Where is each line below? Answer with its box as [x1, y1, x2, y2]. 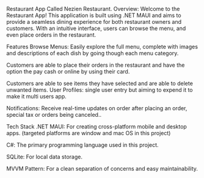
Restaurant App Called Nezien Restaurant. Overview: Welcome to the [6, 6, 180, 12]
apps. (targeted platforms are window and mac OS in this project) [6, 130, 171, 136]
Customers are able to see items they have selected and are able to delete [6, 80, 194, 87]
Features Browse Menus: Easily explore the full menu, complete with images [6, 43, 199, 50]
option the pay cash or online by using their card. [6, 68, 130, 75]
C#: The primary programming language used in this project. [6, 141, 159, 149]
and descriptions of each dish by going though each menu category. [6, 50, 179, 57]
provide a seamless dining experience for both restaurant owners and [6, 18, 182, 25]
